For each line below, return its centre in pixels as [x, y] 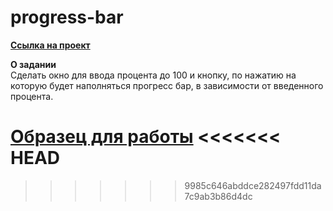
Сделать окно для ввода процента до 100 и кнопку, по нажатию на [153, 75]
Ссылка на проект [50, 45]
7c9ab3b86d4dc [218, 196]
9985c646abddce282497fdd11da [253, 185]
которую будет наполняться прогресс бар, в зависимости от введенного [167, 85]
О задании [33, 64]
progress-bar [67, 17]
